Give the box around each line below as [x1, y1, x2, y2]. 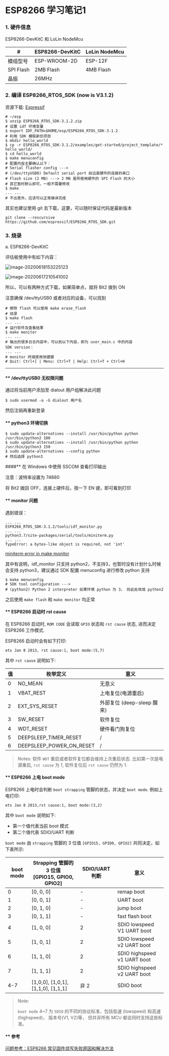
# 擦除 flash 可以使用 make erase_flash [5, 306, 87, 311]
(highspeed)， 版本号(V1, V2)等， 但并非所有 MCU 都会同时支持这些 [17, 1015, 158, 1021]
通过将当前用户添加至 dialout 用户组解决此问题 [5, 387, 102, 393]
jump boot [117, 905, 142, 912]
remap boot [117, 888, 145, 895]
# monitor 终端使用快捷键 [5, 355, 54, 360]
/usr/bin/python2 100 [5, 436, 51, 441]
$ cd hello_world [5, 151, 42, 156]
